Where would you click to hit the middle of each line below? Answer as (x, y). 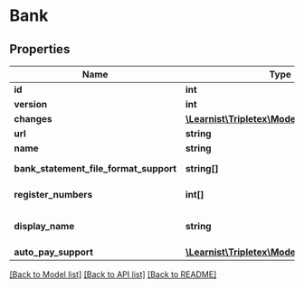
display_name (44, 226)
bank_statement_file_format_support (95, 168)
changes (33, 119)
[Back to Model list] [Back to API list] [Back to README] (113, 274)
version (31, 104)
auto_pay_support (53, 252)
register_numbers (53, 195)
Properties (40, 49)
